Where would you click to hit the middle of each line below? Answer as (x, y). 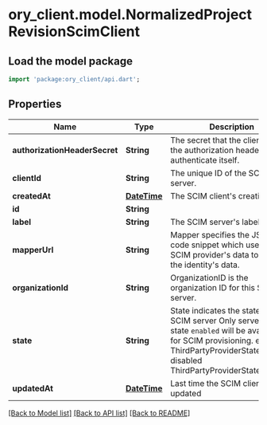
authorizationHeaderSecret (65, 150)
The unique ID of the (209, 173)
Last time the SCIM (206, 383)
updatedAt (33, 388)
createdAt (32, 195)
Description (232, 127)
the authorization (202, 150)
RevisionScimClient (74, 31)
